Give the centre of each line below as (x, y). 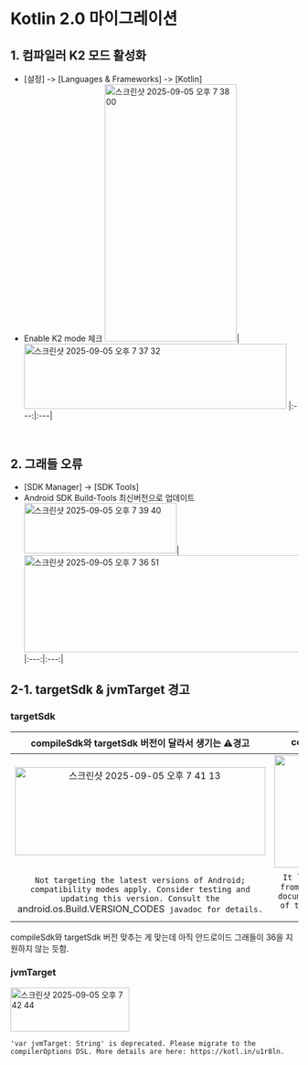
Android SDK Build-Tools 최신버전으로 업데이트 (109, 497)
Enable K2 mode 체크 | (132, 338)
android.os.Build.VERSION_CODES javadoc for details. (140, 909)
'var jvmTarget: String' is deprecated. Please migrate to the (133, 1043)
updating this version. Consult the (140, 898)
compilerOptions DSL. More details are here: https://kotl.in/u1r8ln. (148, 1051)
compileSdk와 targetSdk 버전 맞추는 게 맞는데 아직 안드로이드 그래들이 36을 (147, 937)
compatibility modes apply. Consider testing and (140, 889)
